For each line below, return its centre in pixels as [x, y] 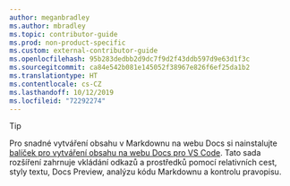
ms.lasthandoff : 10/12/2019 [62, 92]
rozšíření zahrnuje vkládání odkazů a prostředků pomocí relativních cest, [143, 163]
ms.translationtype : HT [54, 76]
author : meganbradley [50, 17]
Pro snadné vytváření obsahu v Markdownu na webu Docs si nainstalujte [143, 143]
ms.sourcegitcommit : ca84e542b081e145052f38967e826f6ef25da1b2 [130, 68]
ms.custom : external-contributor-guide [84, 51]
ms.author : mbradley [48, 26]
